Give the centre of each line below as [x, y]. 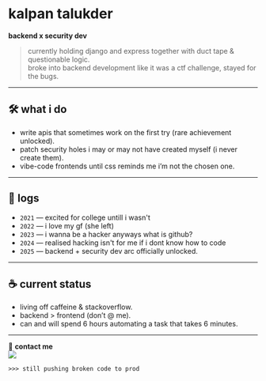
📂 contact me [30, 347]
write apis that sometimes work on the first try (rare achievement [125, 132]
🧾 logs [24, 198]
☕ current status [50, 284]
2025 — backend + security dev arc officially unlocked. [108, 251]
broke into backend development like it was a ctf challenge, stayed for [142, 67]
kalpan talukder [61, 14]
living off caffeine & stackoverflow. [76, 307]
